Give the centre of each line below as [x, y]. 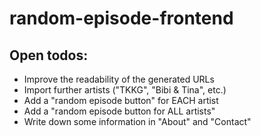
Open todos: [49, 55]
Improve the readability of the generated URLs [119, 79]
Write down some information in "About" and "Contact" [137, 121]
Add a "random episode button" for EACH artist [121, 100]
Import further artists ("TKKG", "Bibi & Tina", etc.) [125, 90]
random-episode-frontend [121, 18]
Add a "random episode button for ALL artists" [119, 111]
